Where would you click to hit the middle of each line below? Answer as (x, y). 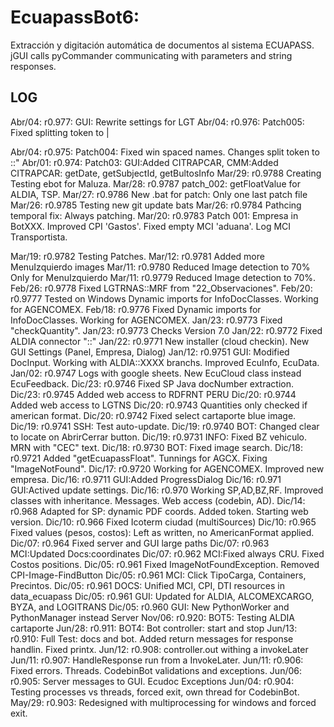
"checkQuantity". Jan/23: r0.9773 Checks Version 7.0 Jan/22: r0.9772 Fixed (166, 330)
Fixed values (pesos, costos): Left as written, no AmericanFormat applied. (162, 532)
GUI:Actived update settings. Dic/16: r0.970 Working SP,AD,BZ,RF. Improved (167, 490)
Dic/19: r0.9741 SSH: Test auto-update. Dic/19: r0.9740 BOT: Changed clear (165, 426)
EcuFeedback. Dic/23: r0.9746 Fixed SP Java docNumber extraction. (152, 383)
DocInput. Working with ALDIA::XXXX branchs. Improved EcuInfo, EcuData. (165, 362)
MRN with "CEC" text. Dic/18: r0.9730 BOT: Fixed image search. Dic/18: (156, 447)
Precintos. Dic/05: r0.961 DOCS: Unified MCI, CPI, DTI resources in (148, 585)
